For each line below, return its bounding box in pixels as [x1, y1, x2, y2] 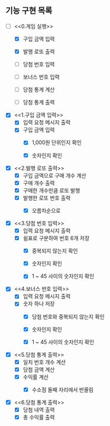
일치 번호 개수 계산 [22, 358, 66, 365]
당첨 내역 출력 [22, 406, 55, 413]
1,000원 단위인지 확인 [31, 139, 82, 146]
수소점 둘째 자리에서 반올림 [31, 386, 94, 393]
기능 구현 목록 [5, 5, 53, 16]
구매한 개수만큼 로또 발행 [22, 186, 80, 194]
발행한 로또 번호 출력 [22, 194, 71, 201]
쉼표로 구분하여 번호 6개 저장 [22, 235, 90, 242]
